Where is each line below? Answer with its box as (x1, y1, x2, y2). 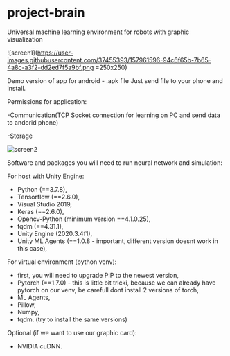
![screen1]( (7, 48, 38, 57)
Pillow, (17, 300, 36, 309)
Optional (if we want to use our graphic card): (7, 328, 137, 337)
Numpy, (17, 308, 40, 316)
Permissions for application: (7, 97, 87, 105)
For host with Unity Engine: (7, 172, 85, 180)
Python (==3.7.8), (17, 185, 67, 193)
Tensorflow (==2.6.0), (17, 193, 80, 201)
